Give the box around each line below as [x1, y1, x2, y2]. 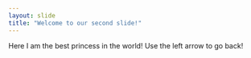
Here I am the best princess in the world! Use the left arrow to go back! [8, 41, 244, 50]
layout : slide [8, 11, 56, 20]
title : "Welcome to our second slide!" [8, 19, 142, 27]
